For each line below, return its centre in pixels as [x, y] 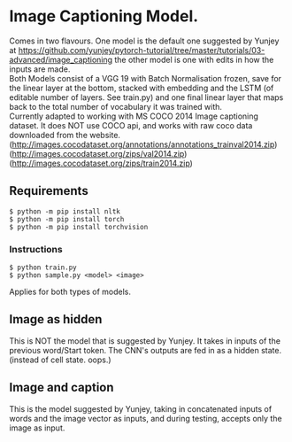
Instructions [36, 249]
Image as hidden [56, 319]
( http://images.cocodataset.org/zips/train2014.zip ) [101, 163]
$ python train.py [43, 268]
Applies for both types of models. [70, 292]
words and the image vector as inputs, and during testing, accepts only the [146, 418]
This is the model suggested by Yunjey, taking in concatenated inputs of [141, 408]
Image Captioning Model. [104, 16]
